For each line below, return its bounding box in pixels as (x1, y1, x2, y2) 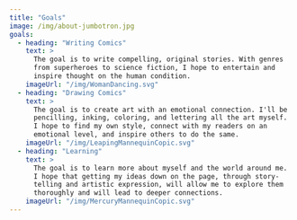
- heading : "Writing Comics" (17, 38, 127, 48)
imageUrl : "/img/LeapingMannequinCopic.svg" (25, 138, 195, 147)
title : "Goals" (9, 13, 67, 22)
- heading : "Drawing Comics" (17, 88, 127, 97)
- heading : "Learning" (17, 146, 103, 155)
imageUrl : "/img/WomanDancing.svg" (25, 80, 159, 89)
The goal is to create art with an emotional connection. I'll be (32, 105, 288, 114)
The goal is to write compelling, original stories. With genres (32, 55, 283, 64)
